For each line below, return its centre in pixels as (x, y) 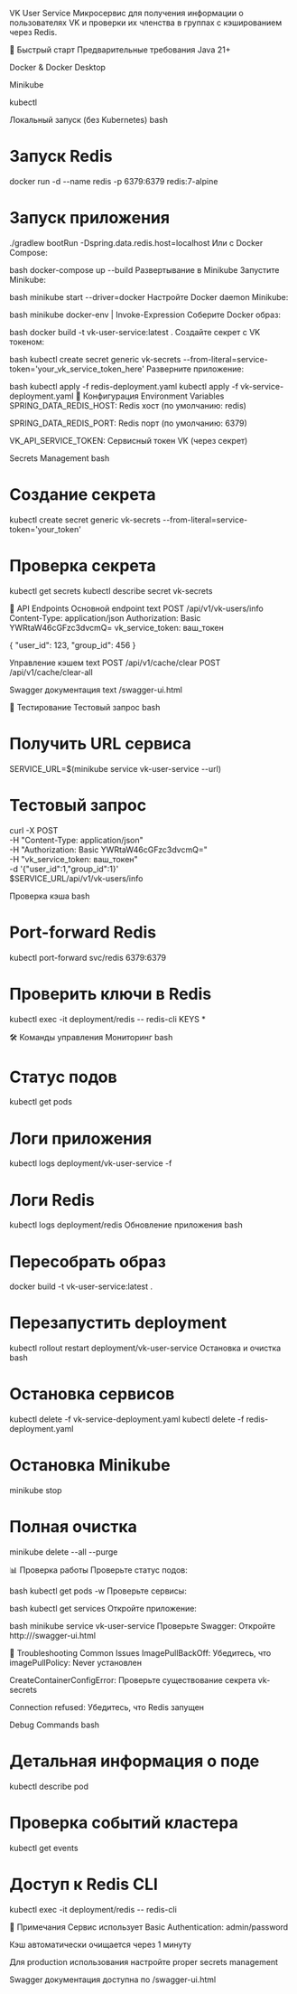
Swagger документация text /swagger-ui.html (96, 690)
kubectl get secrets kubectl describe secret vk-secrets (111, 590)
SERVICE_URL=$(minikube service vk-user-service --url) (116, 768)
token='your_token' (45, 529)
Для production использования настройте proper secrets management (144, 1961)
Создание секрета (83, 495)
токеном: (27, 342)
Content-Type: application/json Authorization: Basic (105, 617)
